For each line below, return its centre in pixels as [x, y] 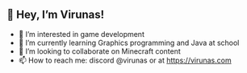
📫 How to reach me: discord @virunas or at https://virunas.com [125, 60]
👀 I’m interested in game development [82, 34]
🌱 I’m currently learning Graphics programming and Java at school [129, 43]
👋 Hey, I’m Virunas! [56, 15]
